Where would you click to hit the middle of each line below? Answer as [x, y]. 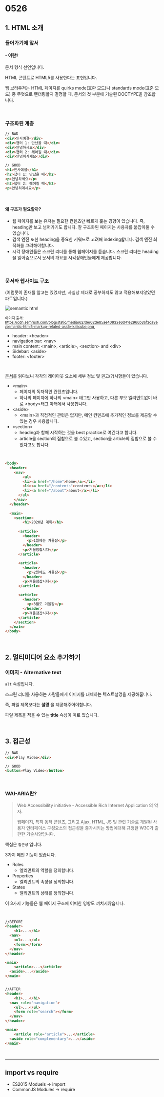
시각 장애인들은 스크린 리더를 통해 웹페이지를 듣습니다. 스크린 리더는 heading [85, 251]
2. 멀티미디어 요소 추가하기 [43, 657]
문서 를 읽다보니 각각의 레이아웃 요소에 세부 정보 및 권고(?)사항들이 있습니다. [77, 376]
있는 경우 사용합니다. [39, 421]
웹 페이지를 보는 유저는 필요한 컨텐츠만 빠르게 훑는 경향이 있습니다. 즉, [78, 221]
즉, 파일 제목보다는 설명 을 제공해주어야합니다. [49, 704]
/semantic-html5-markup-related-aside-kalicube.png [50, 327]
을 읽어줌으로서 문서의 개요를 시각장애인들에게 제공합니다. [67, 257]
